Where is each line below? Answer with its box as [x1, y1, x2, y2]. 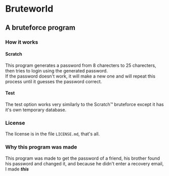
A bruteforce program [5, 23, 76, 32]
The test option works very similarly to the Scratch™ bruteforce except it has [5, 101, 164, 107]
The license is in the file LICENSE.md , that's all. [5, 131, 100, 137]
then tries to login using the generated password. [5, 67, 108, 74]
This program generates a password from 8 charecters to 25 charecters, [5, 62, 156, 68]
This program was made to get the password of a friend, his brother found [5, 155, 160, 161]
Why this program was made [5, 144, 77, 151]
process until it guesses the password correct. [5, 78, 102, 84]
